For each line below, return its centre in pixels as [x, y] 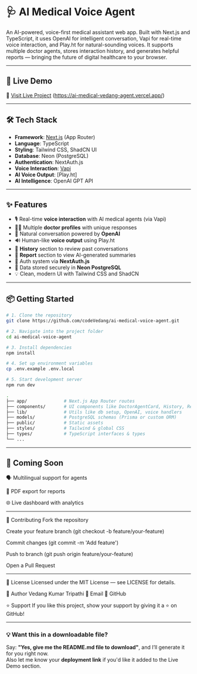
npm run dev [21, 385]
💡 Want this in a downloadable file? [57, 634]
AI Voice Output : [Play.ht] [46, 174]
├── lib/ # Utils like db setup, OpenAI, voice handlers [94, 412]
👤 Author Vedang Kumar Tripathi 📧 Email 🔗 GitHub [66, 594]
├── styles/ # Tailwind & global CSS [65, 429]
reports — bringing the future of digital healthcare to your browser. [86, 57]
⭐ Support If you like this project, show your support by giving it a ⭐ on [91, 605]
